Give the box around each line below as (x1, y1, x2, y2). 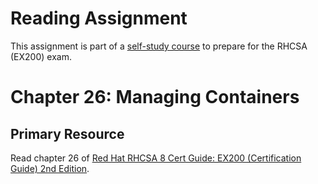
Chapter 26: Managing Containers (10, 86, 300, 109)
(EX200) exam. (10, 50, 72, 62)
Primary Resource (10, 125, 125, 142)
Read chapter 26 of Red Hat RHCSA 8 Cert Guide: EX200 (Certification (10, 152, 302, 164)
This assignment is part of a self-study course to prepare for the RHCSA (10, 40, 308, 52)
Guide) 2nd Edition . (10, 162, 90, 174)
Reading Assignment (10, 7, 188, 30)
